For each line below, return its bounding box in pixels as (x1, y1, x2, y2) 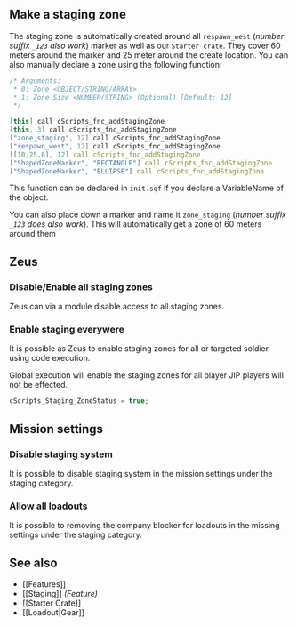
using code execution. (9, 353, 91, 364)
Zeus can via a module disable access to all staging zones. (9, 301, 225, 312)
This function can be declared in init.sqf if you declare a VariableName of (9, 182, 285, 194)
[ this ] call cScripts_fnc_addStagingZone (9, 117, 165, 126)
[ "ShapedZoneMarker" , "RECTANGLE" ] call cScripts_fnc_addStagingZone (9, 158, 273, 167)
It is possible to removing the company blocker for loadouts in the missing (9, 520, 280, 531)
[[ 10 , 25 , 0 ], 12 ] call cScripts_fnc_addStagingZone (9, 150, 201, 159)
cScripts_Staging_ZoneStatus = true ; (9, 397, 149, 405)
